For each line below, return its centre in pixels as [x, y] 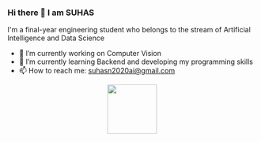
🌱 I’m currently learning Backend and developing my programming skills [136, 62]
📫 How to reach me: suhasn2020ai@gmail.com [97, 71]
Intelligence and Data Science [56, 38]
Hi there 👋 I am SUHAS [51, 13]
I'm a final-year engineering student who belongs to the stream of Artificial [129, 30]
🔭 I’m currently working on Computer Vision [90, 54]
